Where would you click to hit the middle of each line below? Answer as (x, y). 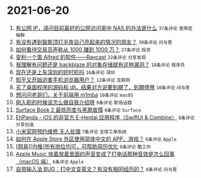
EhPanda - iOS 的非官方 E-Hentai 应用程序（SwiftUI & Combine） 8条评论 (105, 117)
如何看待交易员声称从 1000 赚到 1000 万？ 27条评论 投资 (83, 49)
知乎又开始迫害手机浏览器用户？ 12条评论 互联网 (73, 80)
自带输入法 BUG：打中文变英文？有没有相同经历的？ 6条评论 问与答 (96, 169)
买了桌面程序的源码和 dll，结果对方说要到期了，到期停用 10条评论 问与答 (103, 87)
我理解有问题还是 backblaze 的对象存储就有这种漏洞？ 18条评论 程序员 (100, 65)
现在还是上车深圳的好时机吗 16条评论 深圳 (65, 72)
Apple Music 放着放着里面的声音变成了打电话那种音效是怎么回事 (95, 154)
